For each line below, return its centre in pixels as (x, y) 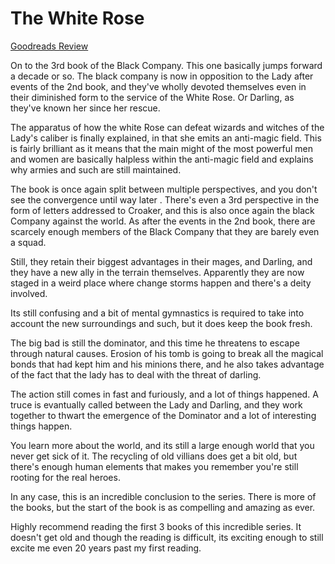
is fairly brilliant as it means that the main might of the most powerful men (162, 148)
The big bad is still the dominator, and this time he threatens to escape (155, 343)
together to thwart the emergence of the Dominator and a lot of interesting (163, 415)
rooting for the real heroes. (65, 477)
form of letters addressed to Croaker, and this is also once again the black (162, 210)
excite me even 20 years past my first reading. (106, 548)
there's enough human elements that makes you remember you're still (154, 466)
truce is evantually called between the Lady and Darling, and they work (156, 404)
